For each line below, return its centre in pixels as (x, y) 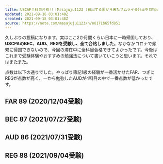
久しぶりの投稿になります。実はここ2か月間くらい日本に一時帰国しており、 (80, 37)
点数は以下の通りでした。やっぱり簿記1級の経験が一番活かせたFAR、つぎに (80, 72)
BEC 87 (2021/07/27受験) (44, 119)
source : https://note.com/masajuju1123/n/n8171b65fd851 (63, 23)
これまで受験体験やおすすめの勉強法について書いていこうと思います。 (75, 56)
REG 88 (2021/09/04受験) (44, 155)
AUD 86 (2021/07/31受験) (44, 137)
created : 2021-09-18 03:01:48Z (37, 18)
